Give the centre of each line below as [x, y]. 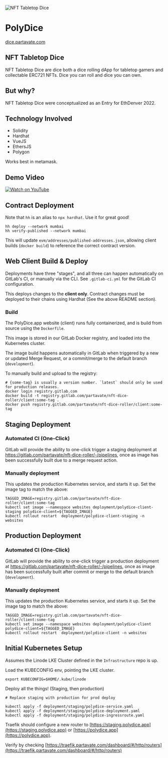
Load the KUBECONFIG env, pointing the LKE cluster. [60, 670]
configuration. [20, 284]
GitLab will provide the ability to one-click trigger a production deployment [82, 561]
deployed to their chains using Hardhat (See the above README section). [81, 299]
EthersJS [22, 147]
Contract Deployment [40, 205]
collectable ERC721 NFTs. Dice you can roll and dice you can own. [73, 75]
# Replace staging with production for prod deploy [60, 698]
